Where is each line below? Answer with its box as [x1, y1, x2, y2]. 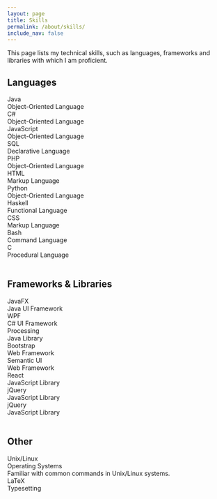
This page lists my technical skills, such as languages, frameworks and [7, 49, 211, 57]
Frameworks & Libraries [7, 278, 113, 290]
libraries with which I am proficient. [7, 57, 108, 65]
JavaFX [7, 297, 29, 305]
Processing [7, 326, 40, 335]
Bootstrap [7, 341, 36, 350]
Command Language [7, 236, 67, 244]
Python [7, 184, 28, 193]
